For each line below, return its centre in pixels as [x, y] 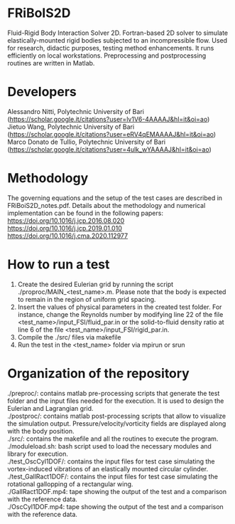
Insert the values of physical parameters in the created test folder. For [120, 307]
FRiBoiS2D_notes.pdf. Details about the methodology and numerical [106, 205]
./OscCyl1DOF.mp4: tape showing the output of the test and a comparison [115, 506]
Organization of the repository [98, 373]
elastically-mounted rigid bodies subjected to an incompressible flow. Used [117, 40]
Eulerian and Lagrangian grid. [50, 408]
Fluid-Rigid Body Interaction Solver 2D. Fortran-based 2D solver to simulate [118, 33]
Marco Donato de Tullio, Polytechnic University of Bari [86, 142]
